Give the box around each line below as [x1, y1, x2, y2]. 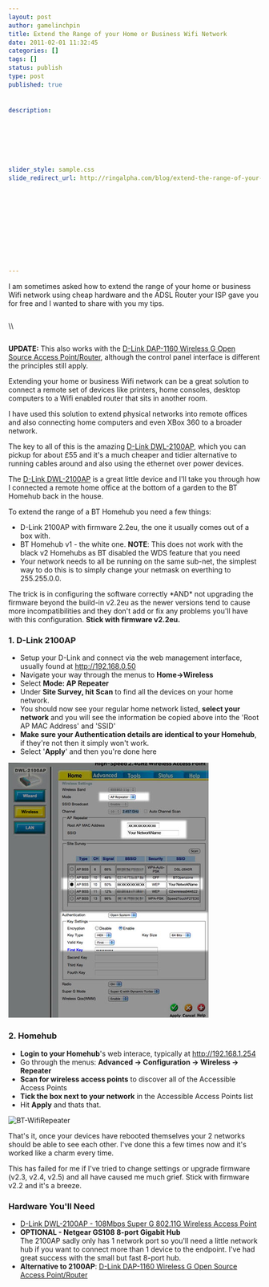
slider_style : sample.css [8, 165, 94, 173]
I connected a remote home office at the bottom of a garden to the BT [8, 483, 238, 492]
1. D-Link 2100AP [8, 634, 76, 646]
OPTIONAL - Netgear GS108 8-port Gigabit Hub [19, 1227, 181, 1236]
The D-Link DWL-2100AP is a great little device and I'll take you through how [8, 474, 261, 483]
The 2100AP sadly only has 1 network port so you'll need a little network [19, 1236, 258, 1245]
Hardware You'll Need [8, 1200, 95, 1212]
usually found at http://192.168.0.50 [19, 662, 136, 671]
